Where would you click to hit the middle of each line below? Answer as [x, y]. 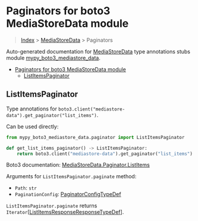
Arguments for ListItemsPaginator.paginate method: [71, 176]
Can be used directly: [32, 127]
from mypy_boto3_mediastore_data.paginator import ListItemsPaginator [95, 137]
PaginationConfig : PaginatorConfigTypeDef [68, 194]
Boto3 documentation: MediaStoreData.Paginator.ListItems [78, 165]
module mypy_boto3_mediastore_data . [54, 58]
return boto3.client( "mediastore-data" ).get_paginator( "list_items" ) [105, 154]
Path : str [26, 188]
